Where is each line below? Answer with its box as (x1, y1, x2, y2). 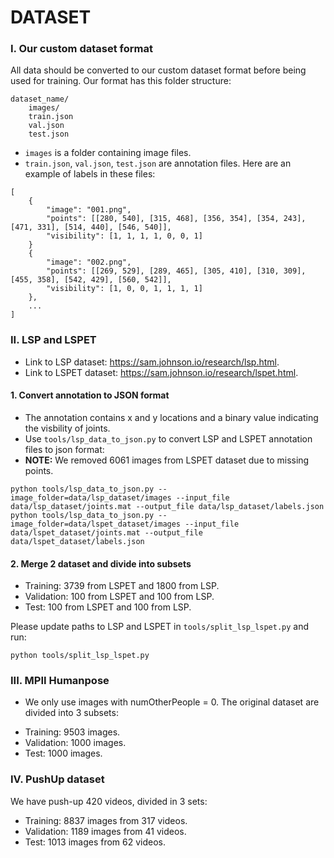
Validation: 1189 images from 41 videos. (24, 825, 187, 837)
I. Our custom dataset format (10, 42, 153, 56)
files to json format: (24, 443, 105, 455)
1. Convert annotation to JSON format (10, 389, 170, 401)
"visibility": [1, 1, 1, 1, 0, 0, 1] (46, 231, 203, 241)
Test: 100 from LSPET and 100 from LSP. (24, 601, 192, 613)
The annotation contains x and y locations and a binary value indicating (24, 411, 319, 423)
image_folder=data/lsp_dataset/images (10, 492, 172, 503)
